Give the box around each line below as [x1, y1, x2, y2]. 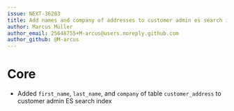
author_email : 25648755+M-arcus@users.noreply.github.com [7, 29, 179, 37]
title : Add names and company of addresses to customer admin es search [7, 17, 223, 24]
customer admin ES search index [17, 97, 113, 105]
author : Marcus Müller [7, 23, 73, 30]
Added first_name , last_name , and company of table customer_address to [17, 89, 221, 98]
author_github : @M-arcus [7, 36, 79, 43]
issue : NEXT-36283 [7, 10, 61, 17]
